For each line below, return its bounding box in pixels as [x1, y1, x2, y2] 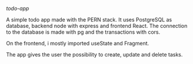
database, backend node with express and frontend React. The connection [6, 23, 188, 29]
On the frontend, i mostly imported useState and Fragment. [6, 40, 149, 47]
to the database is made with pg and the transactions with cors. [6, 29, 161, 35]
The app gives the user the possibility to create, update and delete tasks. [6, 51, 183, 58]
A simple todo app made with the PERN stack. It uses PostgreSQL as [6, 16, 172, 23]
